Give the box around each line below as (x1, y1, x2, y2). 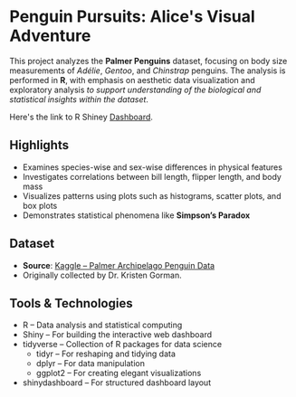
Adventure (9, 25, 91, 46)
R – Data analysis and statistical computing (22, 319, 183, 331)
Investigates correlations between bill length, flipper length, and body (22, 171, 282, 182)
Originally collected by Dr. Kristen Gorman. (22, 269, 183, 280)
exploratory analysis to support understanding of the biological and (9, 84, 262, 95)
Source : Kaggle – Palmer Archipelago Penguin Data (22, 260, 215, 270)
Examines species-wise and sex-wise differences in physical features (22, 161, 283, 173)
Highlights (9, 137, 70, 153)
